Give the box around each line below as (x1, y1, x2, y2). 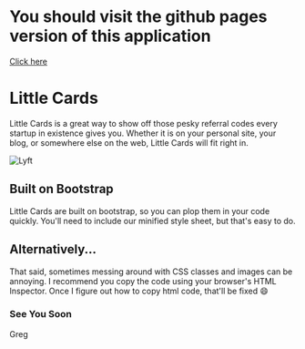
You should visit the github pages (9, 6, 268, 27)
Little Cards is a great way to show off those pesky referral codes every (9, 118, 278, 128)
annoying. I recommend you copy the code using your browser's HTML (9, 275, 277, 286)
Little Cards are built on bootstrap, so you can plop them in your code (9, 205, 270, 216)
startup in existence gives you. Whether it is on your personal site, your (9, 128, 277, 139)
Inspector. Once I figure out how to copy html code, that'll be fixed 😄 (9, 285, 269, 296)
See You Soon (9, 308, 73, 321)
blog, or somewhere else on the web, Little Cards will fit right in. (9, 137, 249, 148)
